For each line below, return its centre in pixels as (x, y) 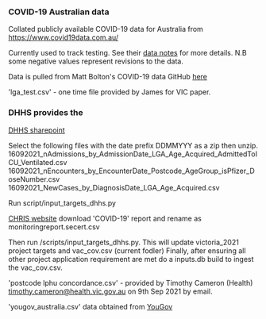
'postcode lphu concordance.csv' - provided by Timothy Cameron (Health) (131, 282)
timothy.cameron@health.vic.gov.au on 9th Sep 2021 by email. (110, 291)
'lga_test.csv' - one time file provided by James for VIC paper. (110, 92)
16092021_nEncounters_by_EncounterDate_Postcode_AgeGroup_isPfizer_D (132, 171)
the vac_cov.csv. (36, 267)
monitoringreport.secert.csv (54, 227)
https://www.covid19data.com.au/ (64, 37)
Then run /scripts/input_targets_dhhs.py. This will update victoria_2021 (124, 242)
